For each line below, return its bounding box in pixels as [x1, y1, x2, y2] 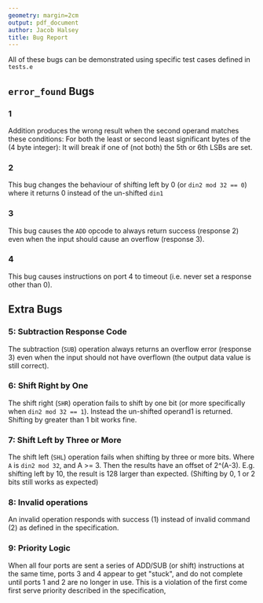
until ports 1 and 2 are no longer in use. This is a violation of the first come [8, 577, 247, 587]
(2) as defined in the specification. [8, 523, 119, 532]
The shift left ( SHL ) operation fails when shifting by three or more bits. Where [8, 452, 255, 462]
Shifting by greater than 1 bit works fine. [8, 415, 137, 424]
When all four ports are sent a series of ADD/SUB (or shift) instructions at [8, 561, 245, 570]
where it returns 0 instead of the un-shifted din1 [8, 188, 164, 198]
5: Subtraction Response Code [8, 327, 127, 338]
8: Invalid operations [8, 497, 89, 508]
